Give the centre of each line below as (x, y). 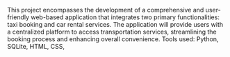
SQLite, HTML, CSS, (36, 46)
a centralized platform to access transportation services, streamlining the (112, 32)
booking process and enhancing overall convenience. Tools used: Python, (113, 39)
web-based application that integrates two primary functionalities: (125, 17)
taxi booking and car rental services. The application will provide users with (115, 24)
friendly (18, 17)
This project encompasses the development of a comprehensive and (106, 10)
